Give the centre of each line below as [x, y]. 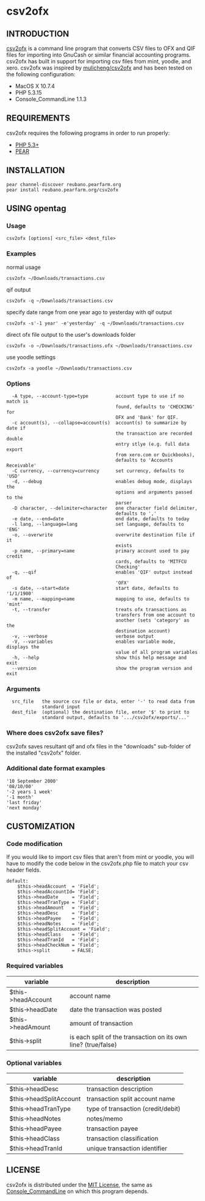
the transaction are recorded [154, 433]
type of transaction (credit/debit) [134, 1109]
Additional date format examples [56, 769]
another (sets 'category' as [153, 620]
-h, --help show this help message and [99, 658]
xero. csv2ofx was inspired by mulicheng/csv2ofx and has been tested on [99, 68]
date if [16, 428]
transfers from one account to [155, 615]
